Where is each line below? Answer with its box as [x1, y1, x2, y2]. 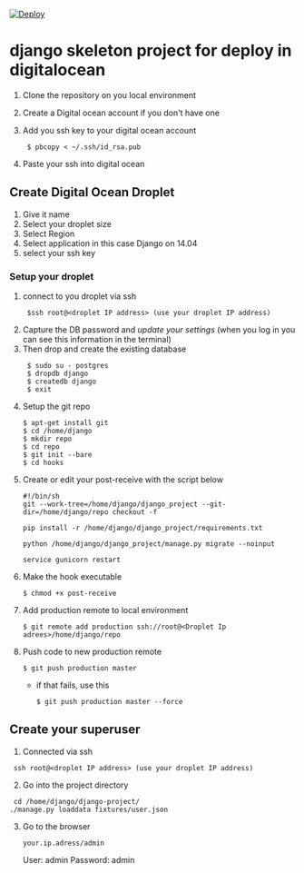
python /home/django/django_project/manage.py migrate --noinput [22, 540, 275, 549]
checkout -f [112, 508, 158, 517]
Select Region [22, 228, 75, 239]
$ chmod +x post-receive [22, 589, 117, 599]
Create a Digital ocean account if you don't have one [22, 107, 221, 118]
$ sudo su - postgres [26, 362, 109, 371]
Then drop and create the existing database [22, 343, 187, 354]
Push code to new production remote [22, 646, 162, 658]
